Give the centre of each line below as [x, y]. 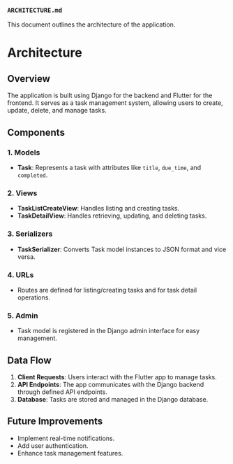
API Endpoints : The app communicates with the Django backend [111, 384]
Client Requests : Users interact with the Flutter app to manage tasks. [117, 377]
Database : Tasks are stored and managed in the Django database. [113, 399]
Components [36, 132]
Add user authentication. [53, 445]
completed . [32, 175]
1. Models [24, 152]
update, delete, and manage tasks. [57, 111]
